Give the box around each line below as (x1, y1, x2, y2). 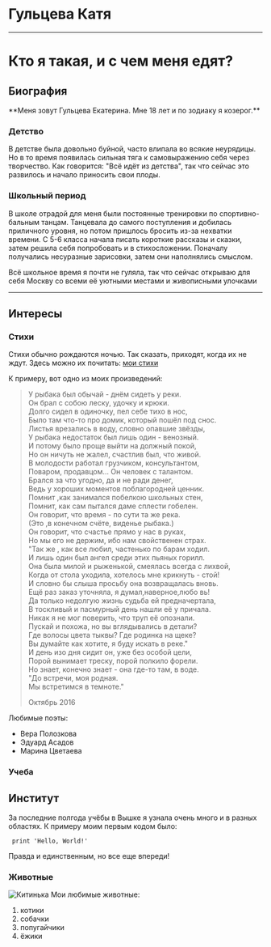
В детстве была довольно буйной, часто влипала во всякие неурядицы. (8, 144, 256, 154)
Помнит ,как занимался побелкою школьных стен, (27, 493, 203, 503)
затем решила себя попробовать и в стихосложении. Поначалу (8, 243, 228, 253)
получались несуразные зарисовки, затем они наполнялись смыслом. (8, 252, 253, 261)
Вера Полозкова (19, 729, 77, 739)
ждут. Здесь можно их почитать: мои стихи (8, 358, 159, 368)
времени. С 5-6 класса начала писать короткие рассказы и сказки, (8, 234, 242, 244)
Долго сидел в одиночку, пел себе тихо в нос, (27, 406, 188, 417)
